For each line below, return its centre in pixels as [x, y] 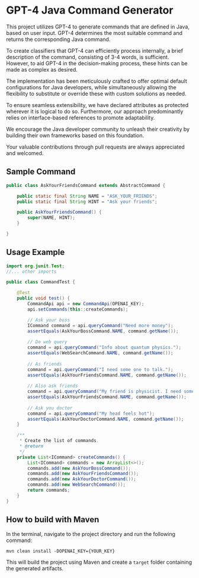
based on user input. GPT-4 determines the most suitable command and [94, 33]
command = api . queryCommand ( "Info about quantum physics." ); [105, 348]
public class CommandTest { [41, 282]
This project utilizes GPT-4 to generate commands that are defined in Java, [98, 27]
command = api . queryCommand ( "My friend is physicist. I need [105, 392]
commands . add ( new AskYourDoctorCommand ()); [82, 479]
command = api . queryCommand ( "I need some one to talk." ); [100, 369]
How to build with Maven [53, 520]
